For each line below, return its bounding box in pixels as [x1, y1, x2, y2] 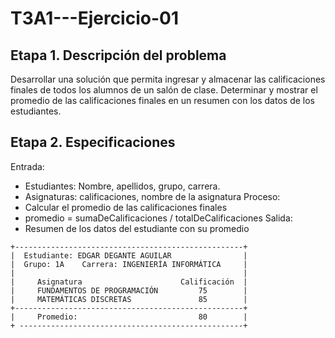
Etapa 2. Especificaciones [10, 134, 176, 151]
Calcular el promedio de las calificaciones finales [24, 201, 228, 213]
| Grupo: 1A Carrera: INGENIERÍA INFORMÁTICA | [10, 259, 248, 269]
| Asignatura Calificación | [10, 277, 248, 287]
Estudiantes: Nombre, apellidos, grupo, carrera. [24, 180, 221, 192]
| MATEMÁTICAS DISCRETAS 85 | [10, 294, 248, 304]
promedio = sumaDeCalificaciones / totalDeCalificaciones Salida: [24, 212, 293, 224]
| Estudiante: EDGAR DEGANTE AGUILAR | [10, 250, 248, 261]
